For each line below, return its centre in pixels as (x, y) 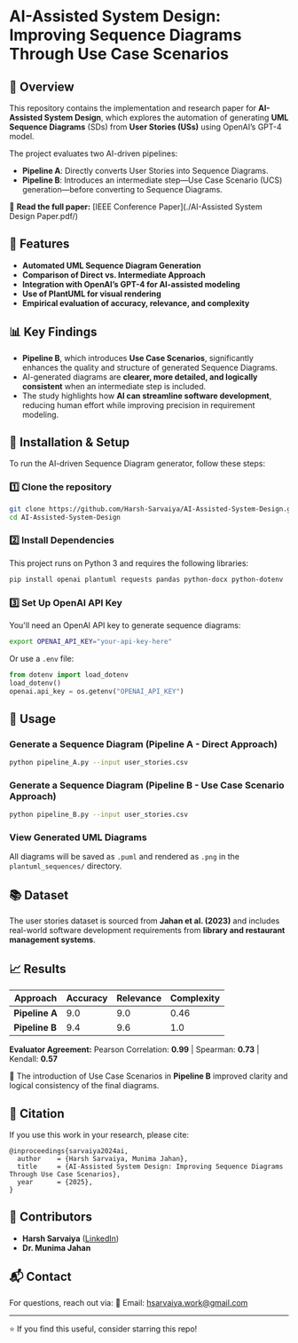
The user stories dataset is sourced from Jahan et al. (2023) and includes (145, 921)
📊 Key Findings (53, 332)
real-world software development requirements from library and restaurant (147, 931)
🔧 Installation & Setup (70, 442)
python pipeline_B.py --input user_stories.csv (99, 815)
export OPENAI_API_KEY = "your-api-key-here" (91, 641)
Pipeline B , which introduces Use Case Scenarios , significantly (138, 357)
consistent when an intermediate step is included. (114, 386)
